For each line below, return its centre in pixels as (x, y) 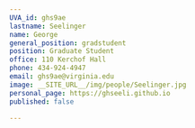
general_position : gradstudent (68, 43)
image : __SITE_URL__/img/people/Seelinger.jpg (98, 85)
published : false (42, 101)
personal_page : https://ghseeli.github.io (90, 93)
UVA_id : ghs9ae (38, 18)
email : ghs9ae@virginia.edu (62, 77)
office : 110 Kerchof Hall (58, 59)
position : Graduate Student (62, 51)
